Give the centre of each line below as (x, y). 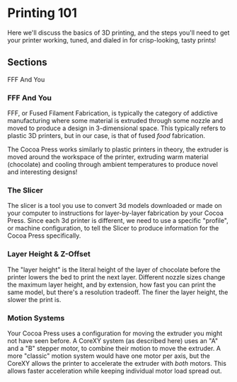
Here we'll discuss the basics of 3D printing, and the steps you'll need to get (118, 33)
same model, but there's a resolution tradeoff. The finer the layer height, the (118, 292)
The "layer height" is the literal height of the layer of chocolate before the (114, 270)
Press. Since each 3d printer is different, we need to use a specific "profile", (118, 221)
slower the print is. (34, 299)
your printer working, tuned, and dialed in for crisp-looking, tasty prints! (112, 40)
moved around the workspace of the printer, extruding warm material (108, 157)
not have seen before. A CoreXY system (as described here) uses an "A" (112, 340)
